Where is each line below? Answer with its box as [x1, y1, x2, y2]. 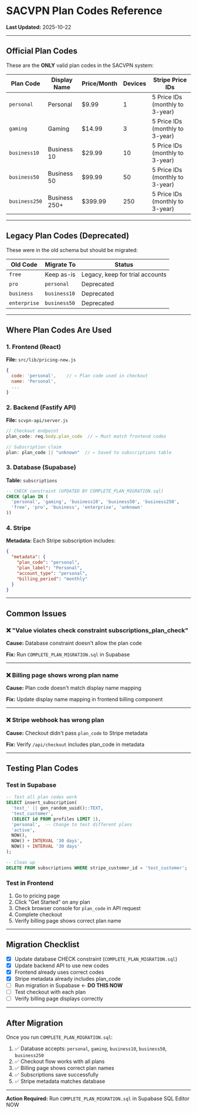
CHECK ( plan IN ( [6, 494, 49, 499]
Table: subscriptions [6, 477, 57, 484]
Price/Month [81, 79, 118, 88]
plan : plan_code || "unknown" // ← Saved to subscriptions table [6, 450, 172, 455]
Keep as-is [45, 270, 76, 279]
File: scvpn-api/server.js [6, 416, 69, 424]
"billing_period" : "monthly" [16, 576, 88, 582]
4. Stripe [6, 524, 31, 532]
